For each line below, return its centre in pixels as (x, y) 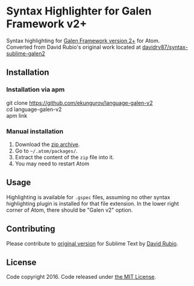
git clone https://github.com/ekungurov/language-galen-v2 (80, 103)
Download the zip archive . (47, 144)
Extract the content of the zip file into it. (64, 157)
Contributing (31, 229)
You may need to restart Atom (52, 164)
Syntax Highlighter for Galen (79, 11)
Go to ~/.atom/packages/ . (46, 151)
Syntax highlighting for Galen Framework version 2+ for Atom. (83, 40)
